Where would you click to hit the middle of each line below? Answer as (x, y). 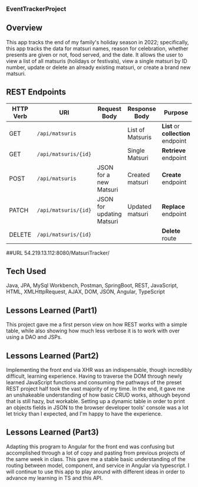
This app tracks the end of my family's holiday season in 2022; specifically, (98, 42)
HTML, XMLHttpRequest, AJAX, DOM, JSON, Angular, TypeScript (85, 292)
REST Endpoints (36, 92)
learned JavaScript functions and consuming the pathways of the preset (94, 382)
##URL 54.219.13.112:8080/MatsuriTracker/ (58, 253)
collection (176, 133)
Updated (140, 207)
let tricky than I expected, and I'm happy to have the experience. (84, 414)
